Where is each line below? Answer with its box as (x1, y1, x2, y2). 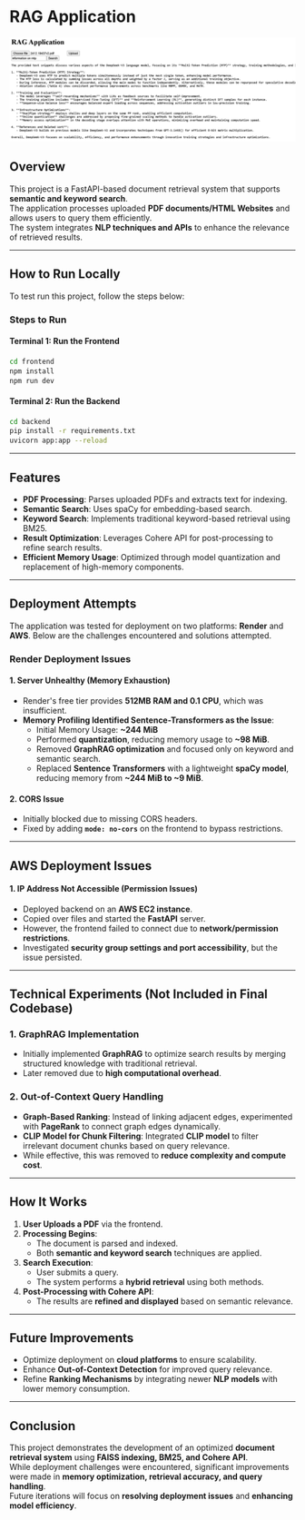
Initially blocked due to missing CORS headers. (22, 814, 198, 824)
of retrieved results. (9, 232, 84, 242)
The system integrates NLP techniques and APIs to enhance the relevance (9, 222, 290, 232)
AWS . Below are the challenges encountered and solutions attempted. (9, 629, 272, 641)
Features (9, 469, 61, 485)
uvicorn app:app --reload (9, 436, 107, 446)
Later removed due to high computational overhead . (22, 1068, 222, 1079)
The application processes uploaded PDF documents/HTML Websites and (9, 202, 290, 213)
